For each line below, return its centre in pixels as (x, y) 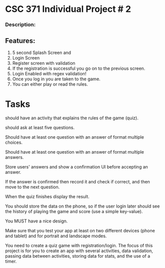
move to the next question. (32, 187)
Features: (20, 41)
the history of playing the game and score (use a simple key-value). (74, 211)
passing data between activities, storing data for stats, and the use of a (78, 256)
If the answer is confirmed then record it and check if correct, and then (78, 181)
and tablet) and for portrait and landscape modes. (56, 236)
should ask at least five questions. (40, 127)
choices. (14, 142)
